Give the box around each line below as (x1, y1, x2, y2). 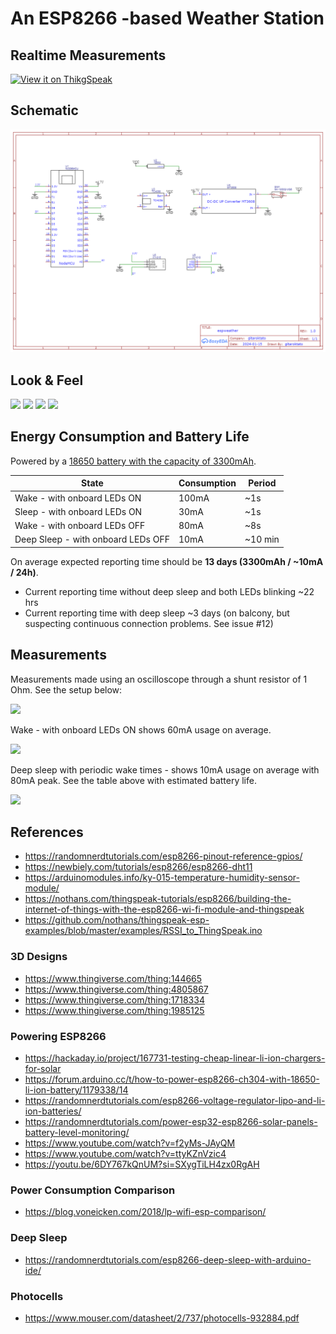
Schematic (10, 102, 79, 119)
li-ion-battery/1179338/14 (24, 1084, 129, 1096)
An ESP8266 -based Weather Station (10, 7, 325, 30)
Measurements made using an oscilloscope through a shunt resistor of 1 (10, 673, 308, 685)
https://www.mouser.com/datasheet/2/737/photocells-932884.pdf (24, 1312, 300, 1324)
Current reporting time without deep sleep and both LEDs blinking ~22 (24, 585, 315, 597)
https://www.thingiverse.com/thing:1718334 (24, 993, 205, 1006)
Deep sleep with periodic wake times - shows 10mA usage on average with (10, 763, 320, 776)
